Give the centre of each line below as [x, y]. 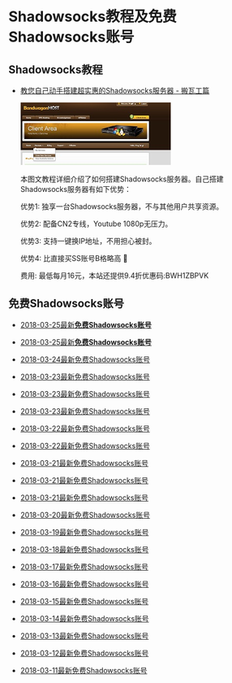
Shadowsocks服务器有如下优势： [75, 189]
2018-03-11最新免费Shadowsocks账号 [84, 670]
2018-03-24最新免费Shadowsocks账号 [85, 359]
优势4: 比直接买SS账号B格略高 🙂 [74, 258]
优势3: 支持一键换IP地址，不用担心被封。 [88, 241]
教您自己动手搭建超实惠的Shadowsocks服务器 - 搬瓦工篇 [115, 91]
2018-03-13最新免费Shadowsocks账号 [84, 636]
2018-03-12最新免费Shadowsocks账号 [84, 653]
